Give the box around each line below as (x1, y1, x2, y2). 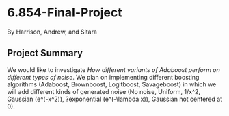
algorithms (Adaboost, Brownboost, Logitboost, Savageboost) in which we (7, 80, 217, 89)
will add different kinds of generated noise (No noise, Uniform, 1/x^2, (7, 87, 200, 95)
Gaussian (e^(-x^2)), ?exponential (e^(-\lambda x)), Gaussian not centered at (7, 95, 223, 103)
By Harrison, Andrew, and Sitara (7, 27, 98, 36)
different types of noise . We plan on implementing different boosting (7, 73, 200, 81)
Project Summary (7, 47, 83, 59)
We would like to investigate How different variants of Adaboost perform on (7, 65, 221, 73)
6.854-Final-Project (7, 5, 123, 21)
